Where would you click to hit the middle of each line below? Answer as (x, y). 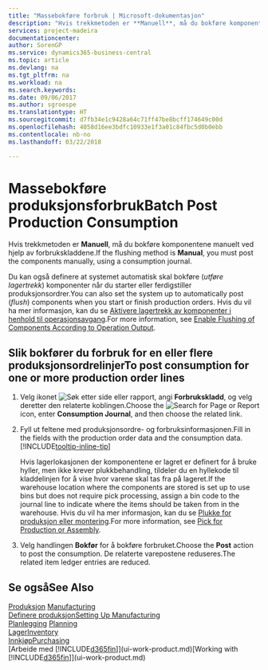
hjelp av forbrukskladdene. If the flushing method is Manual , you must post (131, 253)
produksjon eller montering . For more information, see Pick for (121, 521)
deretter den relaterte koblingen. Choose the (92, 406)
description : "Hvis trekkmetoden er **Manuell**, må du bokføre (117, 23)
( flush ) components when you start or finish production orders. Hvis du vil (130, 302)
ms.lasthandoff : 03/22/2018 (55, 142)
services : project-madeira (53, 30)
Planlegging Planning (43, 624)
